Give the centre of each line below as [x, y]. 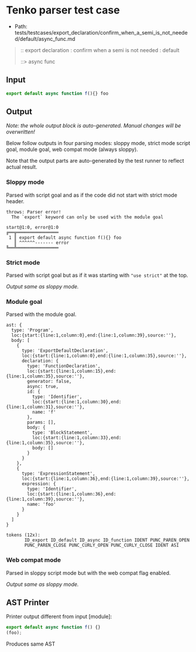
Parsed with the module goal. [42, 314]
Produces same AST [31, 644]
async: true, [43, 387]
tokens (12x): [23, 535]
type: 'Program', [32, 330]
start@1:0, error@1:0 [32, 227]
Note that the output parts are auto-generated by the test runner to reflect [95, 161]
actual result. [22, 167]
